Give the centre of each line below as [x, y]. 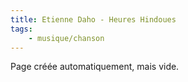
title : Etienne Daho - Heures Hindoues [93, 19]
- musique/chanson [66, 38]
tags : [21, 29]
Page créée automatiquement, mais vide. [95, 67]
